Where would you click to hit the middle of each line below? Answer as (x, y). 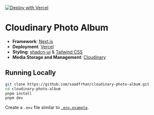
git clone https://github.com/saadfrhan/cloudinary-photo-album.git (77, 84)
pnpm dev (14, 98)
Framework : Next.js (33, 41)
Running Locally (30, 73)
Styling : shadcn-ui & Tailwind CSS (47, 52)
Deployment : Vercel (33, 47)
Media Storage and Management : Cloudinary (59, 57)
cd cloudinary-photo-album (33, 89)
